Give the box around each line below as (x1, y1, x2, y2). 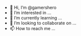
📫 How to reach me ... (9, 26, 55, 31)
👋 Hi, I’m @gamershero (9, 5, 56, 10)
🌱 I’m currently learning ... (9, 15, 62, 20)
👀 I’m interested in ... (9, 10, 52, 16)
